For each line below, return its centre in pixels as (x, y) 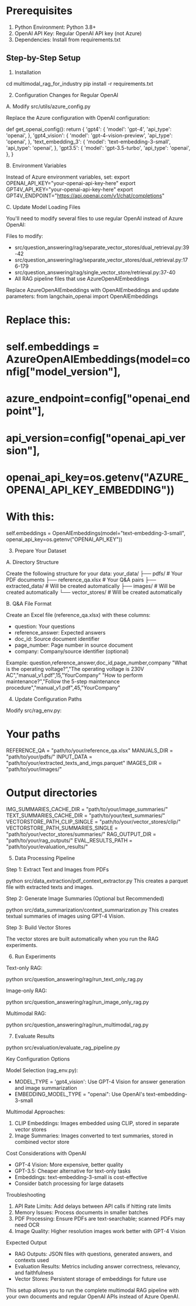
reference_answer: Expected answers (60, 632)
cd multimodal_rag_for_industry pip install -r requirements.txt (80, 83)
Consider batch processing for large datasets (69, 1183)
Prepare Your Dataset (40, 550)
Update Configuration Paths (48, 699)
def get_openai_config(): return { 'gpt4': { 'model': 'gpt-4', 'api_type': (89, 129)
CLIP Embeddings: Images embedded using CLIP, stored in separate (97, 1123)
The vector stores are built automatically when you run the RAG (82, 939)
